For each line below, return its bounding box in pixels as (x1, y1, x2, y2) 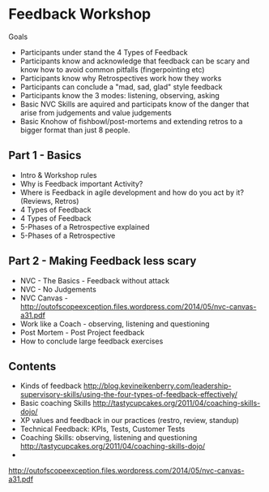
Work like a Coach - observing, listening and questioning (19, 318, 210, 329)
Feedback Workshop (8, 5, 152, 24)
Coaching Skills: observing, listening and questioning (19, 433, 198, 442)
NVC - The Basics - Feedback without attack (19, 275, 170, 285)
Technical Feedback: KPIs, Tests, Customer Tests (19, 424, 186, 434)
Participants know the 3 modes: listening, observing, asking (19, 90, 220, 100)
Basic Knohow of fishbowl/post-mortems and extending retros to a (19, 116, 243, 126)
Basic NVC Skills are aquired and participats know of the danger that (19, 99, 250, 109)
